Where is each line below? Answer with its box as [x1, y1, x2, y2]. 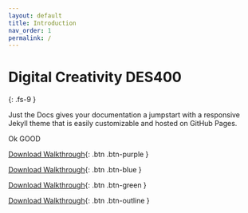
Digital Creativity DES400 [8, 69, 182, 86]
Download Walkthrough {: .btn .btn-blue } [8, 165, 142, 175]
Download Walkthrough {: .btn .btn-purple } [8, 149, 149, 160]
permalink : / [8, 34, 52, 42]
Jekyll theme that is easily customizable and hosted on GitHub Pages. [8, 119, 238, 128]
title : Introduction [8, 19, 77, 27]
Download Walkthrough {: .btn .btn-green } [8, 180, 148, 190]
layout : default [8, 11, 62, 20]
